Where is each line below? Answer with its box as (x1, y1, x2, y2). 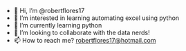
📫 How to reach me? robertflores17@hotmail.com (13, 37, 156, 44)
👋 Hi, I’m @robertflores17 (13, 7, 85, 14)
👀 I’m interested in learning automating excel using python (13, 14, 180, 22)
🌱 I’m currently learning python (13, 21, 102, 29)
